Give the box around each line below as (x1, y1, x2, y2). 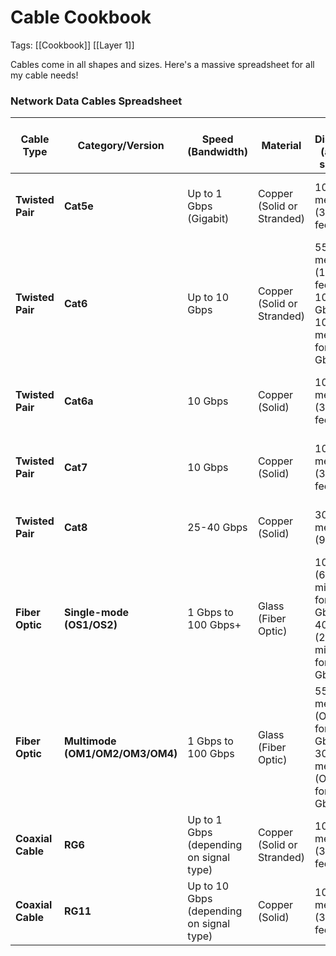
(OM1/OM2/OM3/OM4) (63, 747, 178, 761)
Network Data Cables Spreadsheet (10, 94, 183, 108)
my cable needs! (10, 69, 79, 81)
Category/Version (77, 139, 165, 153)
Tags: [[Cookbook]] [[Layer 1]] (10, 39, 135, 51)
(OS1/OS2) (63, 618, 118, 632)
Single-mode (63, 606, 130, 620)
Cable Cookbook (10, 6, 152, 29)
